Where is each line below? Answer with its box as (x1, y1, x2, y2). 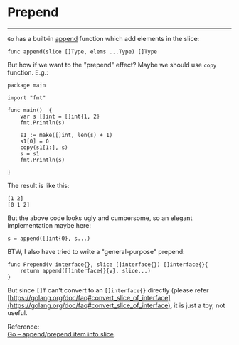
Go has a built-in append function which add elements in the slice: (7, 34, 200, 43)
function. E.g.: (7, 68, 48, 77)
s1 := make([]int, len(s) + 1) (20, 131, 113, 138)
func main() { (7, 106, 53, 114)
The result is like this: (7, 181, 70, 190)
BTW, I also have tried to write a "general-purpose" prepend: (7, 247, 185, 256)
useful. (7, 308, 28, 317)
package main (7, 82, 46, 89)
